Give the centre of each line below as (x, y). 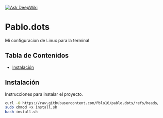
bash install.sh (21, 112)
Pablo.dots (27, 27)
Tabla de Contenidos (37, 56)
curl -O (13, 103)
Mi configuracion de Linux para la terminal (47, 40)
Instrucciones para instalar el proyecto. (44, 94)
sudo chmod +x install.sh (31, 107)
